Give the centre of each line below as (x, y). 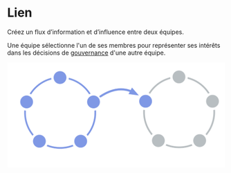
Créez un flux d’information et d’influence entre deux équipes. (96, 32)
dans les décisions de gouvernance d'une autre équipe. (86, 53)
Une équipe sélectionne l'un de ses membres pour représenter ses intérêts (114, 45)
